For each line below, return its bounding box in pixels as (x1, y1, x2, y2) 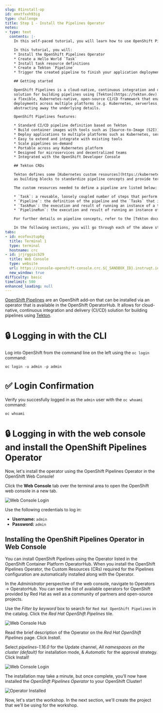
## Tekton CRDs (14, 163, 45, 168)
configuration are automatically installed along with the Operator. (5, 571, 135, 577)
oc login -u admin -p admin (5, 364, 62, 369)
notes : (5, 25, 18, 30)
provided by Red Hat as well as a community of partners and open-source (5, 591, 153, 597)
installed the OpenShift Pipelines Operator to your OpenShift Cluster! (5, 678, 142, 684)
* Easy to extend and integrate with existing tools (14, 136, 123, 141)
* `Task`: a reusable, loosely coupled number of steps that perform (14, 194, 158, 199)
